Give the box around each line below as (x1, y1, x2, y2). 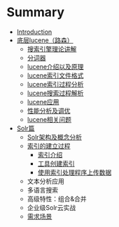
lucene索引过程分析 (27, 80, 84, 88)
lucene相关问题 (27, 115, 71, 123)
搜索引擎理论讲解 (27, 44, 77, 53)
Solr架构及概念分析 (27, 133, 82, 141)
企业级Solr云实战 (27, 203, 76, 211)
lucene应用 (27, 97, 59, 106)
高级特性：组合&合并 (27, 195, 87, 203)
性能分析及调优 (27, 106, 71, 115)
